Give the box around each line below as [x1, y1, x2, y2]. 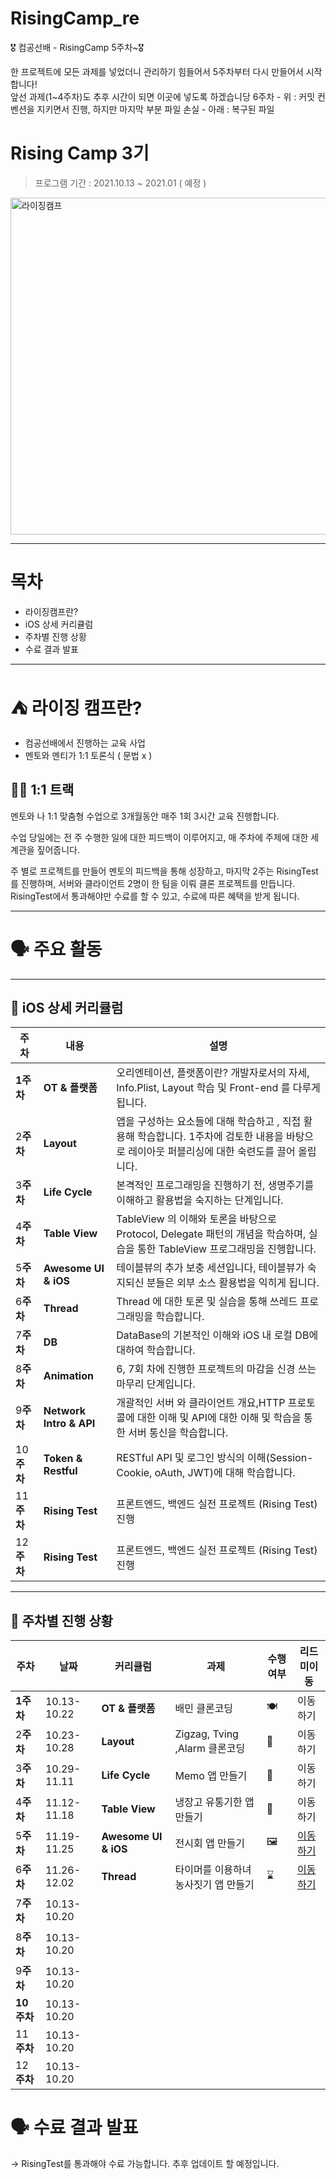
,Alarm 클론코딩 [174, 1742, 246, 1756]
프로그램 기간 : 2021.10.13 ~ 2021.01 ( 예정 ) [34, 177, 207, 189]
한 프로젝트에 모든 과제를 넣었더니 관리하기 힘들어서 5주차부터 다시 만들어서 [10, 65, 304, 77]
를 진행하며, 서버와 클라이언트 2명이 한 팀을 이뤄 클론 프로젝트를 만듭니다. [10, 877, 296, 889]
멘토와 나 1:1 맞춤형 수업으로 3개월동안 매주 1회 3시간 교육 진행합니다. [10, 810, 280, 822]
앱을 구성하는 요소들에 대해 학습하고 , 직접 [116, 1115, 302, 1129]
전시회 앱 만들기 [174, 1837, 246, 1851]
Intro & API [43, 1417, 96, 1431]
